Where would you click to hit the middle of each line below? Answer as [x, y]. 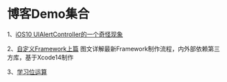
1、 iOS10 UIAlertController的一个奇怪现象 [65, 34]
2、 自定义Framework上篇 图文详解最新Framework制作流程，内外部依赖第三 [114, 49]
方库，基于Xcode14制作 [40, 57]
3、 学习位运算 [27, 72]
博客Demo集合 [48, 14]
